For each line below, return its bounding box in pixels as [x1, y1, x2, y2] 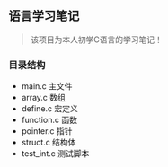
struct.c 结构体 [21, 137, 76, 148]
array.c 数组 [21, 92, 66, 103]
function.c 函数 [21, 115, 78, 126]
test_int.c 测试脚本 [21, 148, 90, 159]
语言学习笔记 [8, 8, 80, 24]
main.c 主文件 [21, 81, 73, 92]
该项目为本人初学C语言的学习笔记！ [30, 34, 164, 45]
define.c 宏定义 [21, 103, 78, 114]
